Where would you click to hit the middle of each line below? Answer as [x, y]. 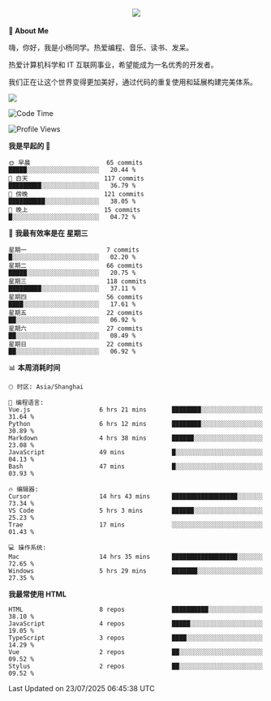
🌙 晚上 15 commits [75, 210]
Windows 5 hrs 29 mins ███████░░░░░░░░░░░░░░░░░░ [136, 571]
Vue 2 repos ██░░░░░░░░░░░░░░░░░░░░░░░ [136, 652]
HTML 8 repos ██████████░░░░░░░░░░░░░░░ [136, 609]
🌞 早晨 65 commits [76, 162]
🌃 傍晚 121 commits [76, 194]
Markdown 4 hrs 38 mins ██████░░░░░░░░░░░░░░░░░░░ [136, 438]
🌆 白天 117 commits [76, 178]
